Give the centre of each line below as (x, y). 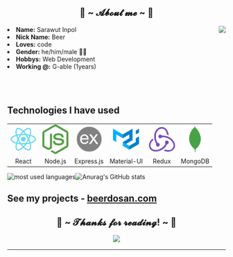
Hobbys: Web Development (56, 59)
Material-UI (127, 161)
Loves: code (34, 44)
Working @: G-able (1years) (57, 66)
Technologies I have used (63, 111)
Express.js (89, 161)
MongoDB (195, 161)
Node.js (55, 161)
